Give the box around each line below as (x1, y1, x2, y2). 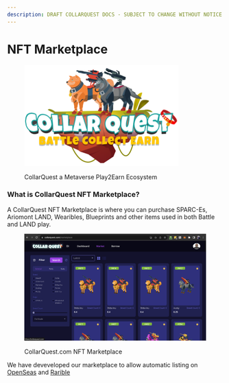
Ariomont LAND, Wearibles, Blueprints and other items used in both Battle (7, 213, 215, 221)
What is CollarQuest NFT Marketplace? (7, 189, 140, 199)
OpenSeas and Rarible (7, 368, 71, 376)
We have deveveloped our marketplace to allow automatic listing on (7, 360, 198, 369)
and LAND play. (7, 220, 51, 228)
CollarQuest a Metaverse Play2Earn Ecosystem (24, 172, 158, 181)
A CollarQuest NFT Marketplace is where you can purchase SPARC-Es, (7, 205, 208, 213)
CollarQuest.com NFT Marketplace (24, 347, 123, 356)
